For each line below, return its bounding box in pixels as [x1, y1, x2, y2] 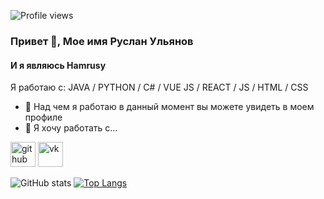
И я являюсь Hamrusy [10, 59, 107, 71]
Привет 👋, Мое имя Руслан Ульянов [10, 34, 194, 48]
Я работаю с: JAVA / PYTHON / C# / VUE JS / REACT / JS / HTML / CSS [10, 81, 309, 94]
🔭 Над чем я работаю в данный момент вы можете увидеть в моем [24, 101, 315, 113]
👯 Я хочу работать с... [24, 122, 118, 134]
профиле [24, 111, 63, 124]
